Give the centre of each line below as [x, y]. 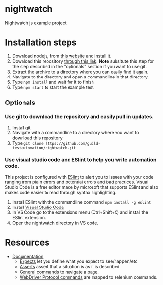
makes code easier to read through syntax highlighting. [61, 192]
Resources [27, 243]
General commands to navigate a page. [59, 272]
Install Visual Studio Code [38, 207]
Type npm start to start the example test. [53, 87]
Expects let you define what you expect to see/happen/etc [79, 261]
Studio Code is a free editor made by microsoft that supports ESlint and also [81, 187]
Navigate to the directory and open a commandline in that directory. [81, 77]
